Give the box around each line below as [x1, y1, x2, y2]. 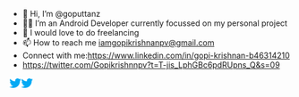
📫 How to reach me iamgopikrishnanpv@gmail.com [21, 37, 215, 48]
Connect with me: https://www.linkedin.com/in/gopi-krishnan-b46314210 [21, 50, 291, 61]
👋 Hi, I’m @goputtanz [21, 9, 101, 19]
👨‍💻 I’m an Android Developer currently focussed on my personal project [21, 18, 288, 28]
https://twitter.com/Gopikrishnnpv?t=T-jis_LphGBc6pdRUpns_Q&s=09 [21, 60, 280, 70]
